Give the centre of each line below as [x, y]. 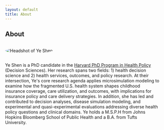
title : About [18, 14]
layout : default [22, 10]
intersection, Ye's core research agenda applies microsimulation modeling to [82, 81]
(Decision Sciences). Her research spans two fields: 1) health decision [76, 70]
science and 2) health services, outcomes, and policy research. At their [77, 76]
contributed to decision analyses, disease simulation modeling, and [73, 102]
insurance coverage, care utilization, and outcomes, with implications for [78, 91]
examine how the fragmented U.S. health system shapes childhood [73, 86]
